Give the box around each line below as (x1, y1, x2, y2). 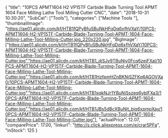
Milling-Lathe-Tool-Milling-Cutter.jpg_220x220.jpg (5, 36, 109, 42)
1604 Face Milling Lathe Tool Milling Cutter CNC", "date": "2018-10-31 (5, 10, 149, 16)
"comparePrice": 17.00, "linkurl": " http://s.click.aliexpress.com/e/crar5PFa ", (5, 122, 160, 128)
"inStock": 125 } (5, 127, 38, 133)
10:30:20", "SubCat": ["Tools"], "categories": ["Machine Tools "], (5, 15, 139, 21)
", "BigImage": (108, 36, 138, 42)
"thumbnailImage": (5, 20, 44, 26)
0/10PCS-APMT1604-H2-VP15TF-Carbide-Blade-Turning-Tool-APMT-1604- (5, 79, 161, 85)
